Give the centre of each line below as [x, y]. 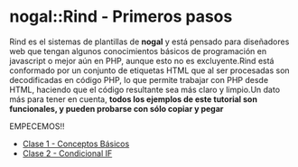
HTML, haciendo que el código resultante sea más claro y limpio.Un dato [145, 89]
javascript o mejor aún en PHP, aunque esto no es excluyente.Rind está [142, 60]
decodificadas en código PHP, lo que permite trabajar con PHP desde [139, 79]
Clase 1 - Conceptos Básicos [76, 144]
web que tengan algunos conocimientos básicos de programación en [138, 51]
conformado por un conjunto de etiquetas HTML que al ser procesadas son [150, 70]
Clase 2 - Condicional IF [67, 153]
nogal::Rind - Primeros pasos [121, 17]
